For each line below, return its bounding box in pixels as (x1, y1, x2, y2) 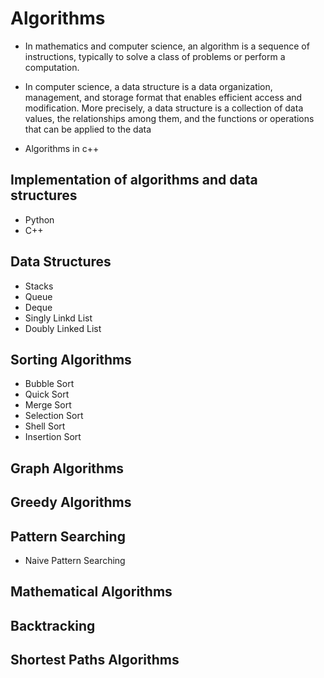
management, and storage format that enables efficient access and (24, 91, 303, 103)
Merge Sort (24, 399, 72, 411)
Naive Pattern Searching (24, 554, 126, 566)
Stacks (24, 280, 54, 292)
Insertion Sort (24, 431, 82, 443)
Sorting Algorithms (10, 351, 132, 368)
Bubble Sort (24, 378, 75, 390)
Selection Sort (24, 410, 84, 422)
